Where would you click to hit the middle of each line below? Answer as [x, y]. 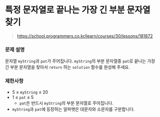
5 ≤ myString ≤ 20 [30, 92]
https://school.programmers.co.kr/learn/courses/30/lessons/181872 [85, 36]
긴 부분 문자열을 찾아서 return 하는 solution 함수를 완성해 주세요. [68, 67]
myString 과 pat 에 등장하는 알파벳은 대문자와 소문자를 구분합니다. [73, 109]
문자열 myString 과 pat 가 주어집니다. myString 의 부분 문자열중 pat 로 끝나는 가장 [80, 61]
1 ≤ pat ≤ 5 [23, 97]
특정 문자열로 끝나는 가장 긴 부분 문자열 [78, 10]
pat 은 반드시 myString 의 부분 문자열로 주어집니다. [66, 103]
